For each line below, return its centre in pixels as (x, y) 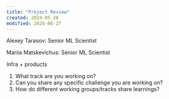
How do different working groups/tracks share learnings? (87, 89)
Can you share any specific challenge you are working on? (89, 82)
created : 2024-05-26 (33, 18)
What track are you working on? (55, 76)
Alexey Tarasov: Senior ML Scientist (51, 41)
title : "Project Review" (38, 12)
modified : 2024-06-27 (34, 23)
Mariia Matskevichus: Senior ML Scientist (58, 53)
